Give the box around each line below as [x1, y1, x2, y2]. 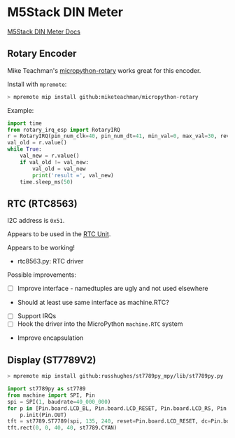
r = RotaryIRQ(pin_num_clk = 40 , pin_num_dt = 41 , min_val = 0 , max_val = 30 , [7, 132, 218, 140]
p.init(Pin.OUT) [20, 411, 68, 418]
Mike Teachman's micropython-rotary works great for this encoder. [7, 66, 201, 74]
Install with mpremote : [7, 80, 67, 88]
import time [7, 120, 42, 127]
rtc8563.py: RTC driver [17, 257, 84, 266]
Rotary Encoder [7, 48, 77, 60]
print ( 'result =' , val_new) [32, 172, 114, 179]
